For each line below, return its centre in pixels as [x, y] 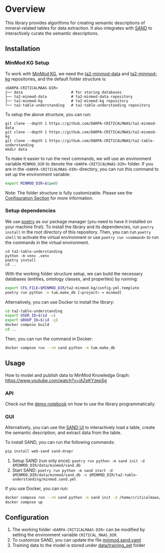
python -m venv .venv [27, 256]
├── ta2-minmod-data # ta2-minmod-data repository [69, 97]
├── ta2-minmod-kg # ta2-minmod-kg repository [67, 101]
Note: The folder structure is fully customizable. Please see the [69, 193]
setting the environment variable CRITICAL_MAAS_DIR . [65, 535]
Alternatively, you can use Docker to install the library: [60, 302]
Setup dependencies [30, 211]
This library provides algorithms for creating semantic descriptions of [75, 23]
